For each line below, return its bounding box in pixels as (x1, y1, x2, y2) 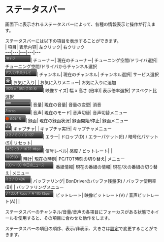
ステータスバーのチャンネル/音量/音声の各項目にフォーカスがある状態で (5, 208, 151, 214)
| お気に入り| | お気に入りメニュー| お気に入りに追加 (10, 79, 117, 85)
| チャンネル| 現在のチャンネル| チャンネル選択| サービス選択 (36, 71, 159, 77)
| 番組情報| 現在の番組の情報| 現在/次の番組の (53, 164, 145, 170)
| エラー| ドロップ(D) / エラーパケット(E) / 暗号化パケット (42, 134, 159, 139)
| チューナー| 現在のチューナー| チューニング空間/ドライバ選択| (30, 57, 158, 63)
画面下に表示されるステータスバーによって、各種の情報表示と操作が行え (5, 21, 152, 27)
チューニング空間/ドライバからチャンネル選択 (5, 63, 98, 69)
